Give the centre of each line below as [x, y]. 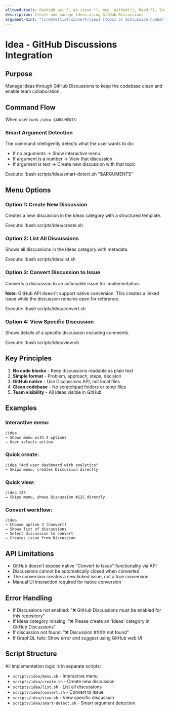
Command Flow [30, 107]
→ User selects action [29, 442]
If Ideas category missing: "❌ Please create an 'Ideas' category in [81, 621]
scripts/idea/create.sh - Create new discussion [63, 681]
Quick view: [20, 482]
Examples [21, 408]
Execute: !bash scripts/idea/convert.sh [46, 308]
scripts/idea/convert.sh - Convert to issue [58, 692]
